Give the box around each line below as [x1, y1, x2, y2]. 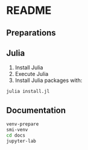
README [6, 4, 52, 17]
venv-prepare [6, 121, 39, 127]
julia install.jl [6, 89, 50, 95]
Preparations [6, 28, 56, 38]
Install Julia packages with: [14, 77, 83, 84]
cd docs [6, 132, 26, 139]
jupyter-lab [6, 138, 36, 144]
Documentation [6, 105, 66, 115]
